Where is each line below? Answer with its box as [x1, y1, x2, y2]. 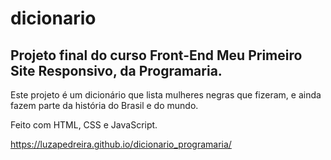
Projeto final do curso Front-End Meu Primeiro [10, 47, 303, 64]
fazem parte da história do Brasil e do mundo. [10, 100, 199, 111]
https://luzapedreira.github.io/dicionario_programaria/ [10, 138, 232, 150]
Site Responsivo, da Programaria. [10, 62, 223, 79]
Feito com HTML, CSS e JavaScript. [10, 119, 158, 131]
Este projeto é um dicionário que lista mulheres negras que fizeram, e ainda [10, 89, 322, 101]
